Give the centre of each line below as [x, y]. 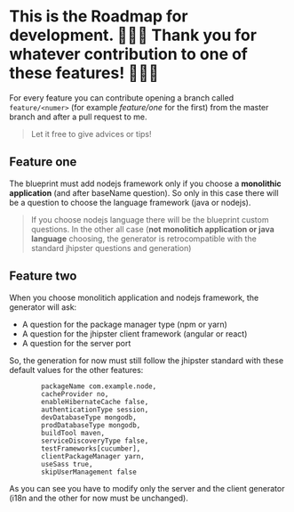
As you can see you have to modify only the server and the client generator [147, 488]
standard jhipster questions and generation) [111, 248]
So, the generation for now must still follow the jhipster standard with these [147, 360]
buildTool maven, [73, 433]
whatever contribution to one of [129, 54]
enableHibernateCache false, [95, 402]
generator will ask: [43, 307]
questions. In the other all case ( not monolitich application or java [153, 229]
